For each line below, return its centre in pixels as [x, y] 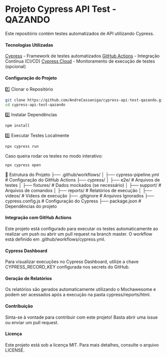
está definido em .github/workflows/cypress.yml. [55, 239]
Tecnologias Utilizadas [29, 45]
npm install [17, 126]
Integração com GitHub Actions [38, 218]
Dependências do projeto [31, 206]
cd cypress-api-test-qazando [35, 105]
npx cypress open [23, 165]
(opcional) [16, 67]
